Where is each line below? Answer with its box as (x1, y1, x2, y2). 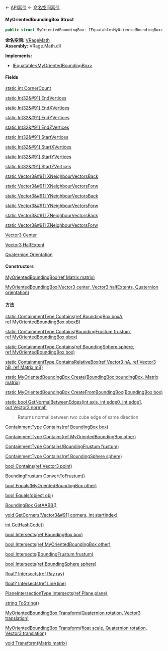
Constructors (5, 263, 34, 269)
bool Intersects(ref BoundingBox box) (5, 531, 83, 537)
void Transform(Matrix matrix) (5, 640, 67, 646)
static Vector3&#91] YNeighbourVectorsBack (5, 193, 99, 199)
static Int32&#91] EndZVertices (5, 124, 69, 130)
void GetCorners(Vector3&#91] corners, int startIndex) (5, 512, 118, 518)
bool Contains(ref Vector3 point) (5, 463, 72, 469)
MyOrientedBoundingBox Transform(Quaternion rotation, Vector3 (5, 610, 141, 616)
